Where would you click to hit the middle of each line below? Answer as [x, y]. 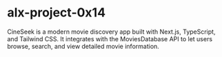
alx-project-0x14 [56, 13]
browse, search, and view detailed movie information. [83, 46]
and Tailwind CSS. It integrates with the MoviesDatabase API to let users [110, 38]
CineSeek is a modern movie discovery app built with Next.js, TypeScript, [111, 32]
